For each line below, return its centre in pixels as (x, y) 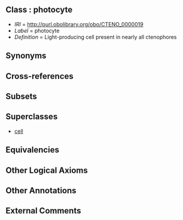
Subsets (21, 96)
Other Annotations (41, 190)
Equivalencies (32, 150)
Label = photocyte (37, 30)
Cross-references (40, 76)
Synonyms (26, 56)
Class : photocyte (39, 10)
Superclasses (32, 117)
